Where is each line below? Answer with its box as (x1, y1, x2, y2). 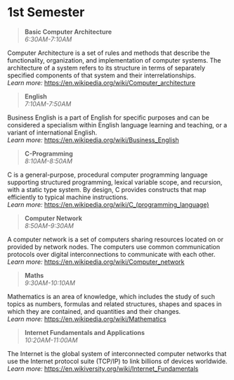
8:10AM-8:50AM (24, 156, 72, 165)
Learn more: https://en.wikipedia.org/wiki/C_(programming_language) (7, 200, 209, 208)
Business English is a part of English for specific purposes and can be (7, 113, 209, 122)
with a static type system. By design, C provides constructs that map (7, 185, 207, 194)
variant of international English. (7, 128, 98, 137)
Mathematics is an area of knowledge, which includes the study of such (7, 292, 216, 300)
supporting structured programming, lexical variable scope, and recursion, (7, 177, 223, 186)
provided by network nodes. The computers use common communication (7, 242, 220, 251)
